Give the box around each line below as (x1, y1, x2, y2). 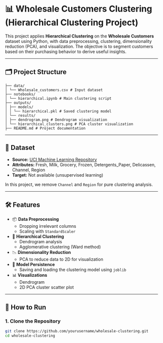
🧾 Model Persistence (12, 262, 55, 268)
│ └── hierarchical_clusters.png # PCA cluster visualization (5, 122, 133, 126)
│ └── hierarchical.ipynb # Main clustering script (5, 96, 112, 101)
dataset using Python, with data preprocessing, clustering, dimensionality (5, 38, 152, 44)
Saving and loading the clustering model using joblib (19, 267, 127, 272)
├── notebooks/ (5, 91, 36, 97)
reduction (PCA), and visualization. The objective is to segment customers (5, 43, 153, 49)
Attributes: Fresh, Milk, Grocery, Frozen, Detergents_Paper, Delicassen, (12, 162, 156, 167)
